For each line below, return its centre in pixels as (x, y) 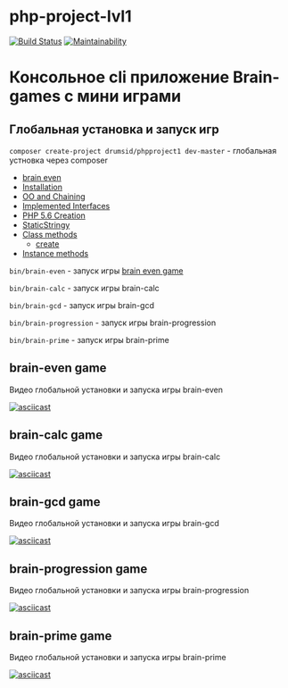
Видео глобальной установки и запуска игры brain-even (116, 390)
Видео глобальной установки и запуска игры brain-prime (118, 657)
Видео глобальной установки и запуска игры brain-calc (115, 457)
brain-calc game (56, 435)
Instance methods (55, 253)
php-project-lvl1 (70, 17)
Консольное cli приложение (119, 77)
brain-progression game (78, 569)
